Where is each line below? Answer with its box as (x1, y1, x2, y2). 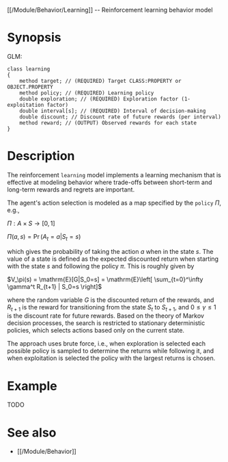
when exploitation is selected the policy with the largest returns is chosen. (7, 354, 216, 362)
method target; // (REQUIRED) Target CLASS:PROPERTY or (19, 77, 182, 84)
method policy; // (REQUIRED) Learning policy (19, 89, 154, 97)
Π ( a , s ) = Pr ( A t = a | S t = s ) (7, 232, 81, 242)
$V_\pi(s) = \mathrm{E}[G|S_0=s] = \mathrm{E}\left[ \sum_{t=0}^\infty (7, 275, 203, 283)
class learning (7, 65, 51, 73)
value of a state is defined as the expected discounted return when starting (7, 255, 219, 263)
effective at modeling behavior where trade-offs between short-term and (7, 178, 212, 186)
